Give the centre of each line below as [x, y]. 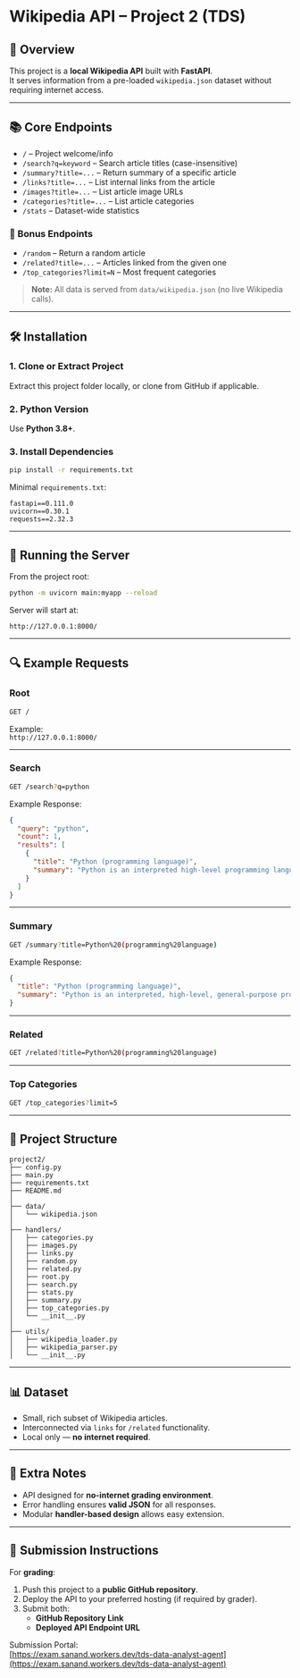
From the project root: [49, 577]
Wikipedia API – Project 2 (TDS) [128, 17]
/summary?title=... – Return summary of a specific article [129, 173]
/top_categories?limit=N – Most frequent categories [119, 272]
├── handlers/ [36, 1230]
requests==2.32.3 [42, 519]
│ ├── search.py [43, 1285]
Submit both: [46, 1608]
